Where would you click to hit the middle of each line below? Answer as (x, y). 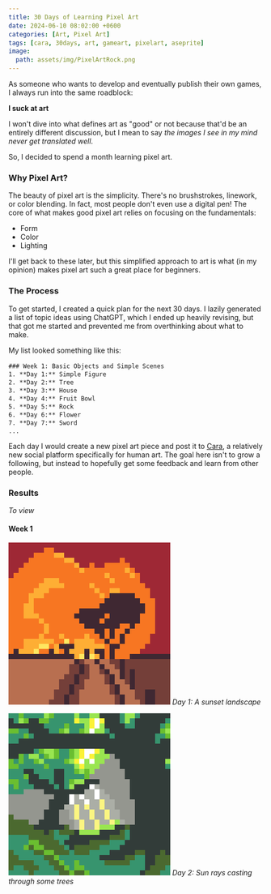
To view (21, 510)
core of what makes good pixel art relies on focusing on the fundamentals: (132, 213)
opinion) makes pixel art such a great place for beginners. (104, 270)
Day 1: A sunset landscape (216, 702)
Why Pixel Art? (38, 178)
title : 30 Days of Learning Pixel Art (74, 17)
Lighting (34, 246)
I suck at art (29, 108)
